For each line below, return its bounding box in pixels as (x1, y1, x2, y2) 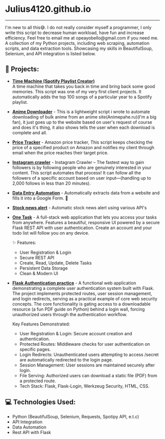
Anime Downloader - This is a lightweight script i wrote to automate (12, 109, 150, 115)
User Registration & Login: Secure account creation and (19, 330, 133, 336)
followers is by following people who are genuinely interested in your (12, 164, 152, 170)
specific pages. (19, 346, 51, 352)
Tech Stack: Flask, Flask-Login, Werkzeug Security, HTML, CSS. (19, 383, 150, 389)
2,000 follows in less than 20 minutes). (12, 180, 91, 186)
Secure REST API (19, 254, 55, 260)
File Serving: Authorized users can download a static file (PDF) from (19, 372, 158, 378)
